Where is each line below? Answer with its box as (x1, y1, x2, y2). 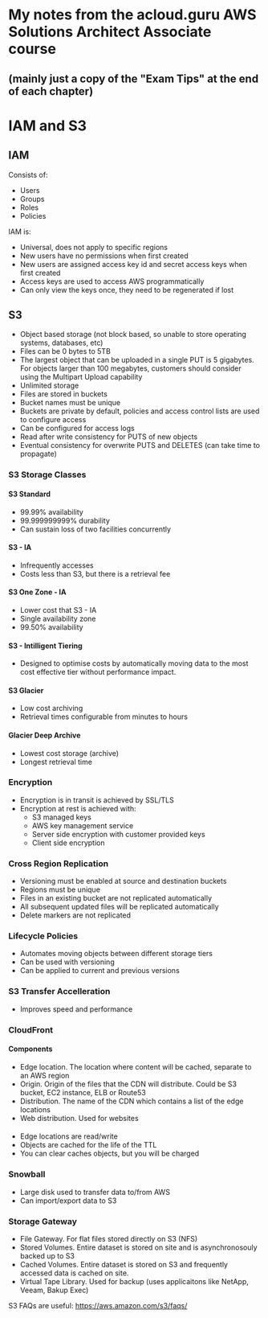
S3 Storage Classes (8, 469, 87, 480)
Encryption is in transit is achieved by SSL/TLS (19, 794, 174, 805)
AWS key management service (31, 820, 134, 830)
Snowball (8, 1168, 46, 1180)
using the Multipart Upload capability (19, 372, 143, 382)
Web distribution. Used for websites (19, 1113, 139, 1123)
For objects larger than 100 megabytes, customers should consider (19, 363, 242, 373)
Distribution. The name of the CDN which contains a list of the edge (19, 1096, 244, 1106)
